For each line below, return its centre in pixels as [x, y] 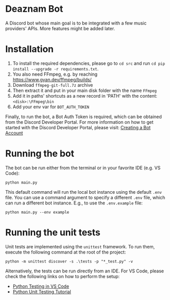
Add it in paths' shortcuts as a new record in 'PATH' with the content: [85, 96]
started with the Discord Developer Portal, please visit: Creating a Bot [78, 127]
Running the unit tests [53, 233]
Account [14, 133]
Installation [30, 49]
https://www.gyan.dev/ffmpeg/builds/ [52, 79]
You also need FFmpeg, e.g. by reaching [55, 74]
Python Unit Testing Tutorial [42, 291]
